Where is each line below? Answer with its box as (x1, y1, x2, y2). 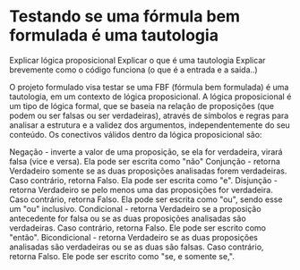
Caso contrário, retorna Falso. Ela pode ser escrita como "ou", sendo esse (9, 194, 283, 205)
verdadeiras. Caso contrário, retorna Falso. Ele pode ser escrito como (9, 222, 267, 233)
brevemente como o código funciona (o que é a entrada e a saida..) (9, 64, 258, 75)
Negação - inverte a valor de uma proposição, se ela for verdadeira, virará (9, 146, 283, 157)
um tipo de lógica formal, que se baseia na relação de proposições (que (9, 100, 275, 111)
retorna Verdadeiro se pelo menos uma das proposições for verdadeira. (9, 184, 273, 195)
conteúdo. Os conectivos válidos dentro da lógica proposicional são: (9, 129, 262, 139)
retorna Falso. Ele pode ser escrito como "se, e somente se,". (9, 250, 235, 261)
